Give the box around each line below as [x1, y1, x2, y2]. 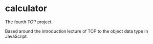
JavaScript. [5, 33, 28, 39]
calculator [5, 3, 47, 14]
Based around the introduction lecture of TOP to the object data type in [5, 28, 148, 34]
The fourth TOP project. [5, 19, 53, 25]
